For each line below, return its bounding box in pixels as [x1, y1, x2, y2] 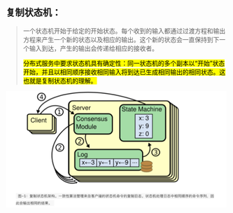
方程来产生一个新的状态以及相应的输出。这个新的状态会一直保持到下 [22, 35, 220, 43]
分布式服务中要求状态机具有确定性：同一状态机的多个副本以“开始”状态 [22, 59, 225, 67]
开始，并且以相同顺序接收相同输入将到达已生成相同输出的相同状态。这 [22, 67, 226, 76]
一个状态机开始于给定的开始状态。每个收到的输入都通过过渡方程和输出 [22, 27, 226, 35]
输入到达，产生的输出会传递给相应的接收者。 [29, 44, 158, 53]
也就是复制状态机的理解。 [22, 76, 97, 85]
